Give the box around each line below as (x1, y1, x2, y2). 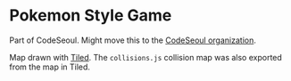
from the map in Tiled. (9, 61, 91, 72)
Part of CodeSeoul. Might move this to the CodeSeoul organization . (9, 35, 256, 45)
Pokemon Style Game (9, 5, 172, 26)
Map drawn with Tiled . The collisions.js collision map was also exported (9, 52, 283, 62)
